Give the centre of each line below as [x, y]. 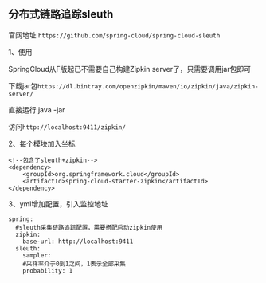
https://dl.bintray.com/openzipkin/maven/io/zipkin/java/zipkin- [148, 86]
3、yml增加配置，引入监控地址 [59, 204]
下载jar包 [23, 85]
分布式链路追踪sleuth [61, 14]
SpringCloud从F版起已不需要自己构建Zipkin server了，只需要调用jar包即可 [129, 69]
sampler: [37, 255]
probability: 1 [48, 271]
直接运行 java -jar [37, 109]
